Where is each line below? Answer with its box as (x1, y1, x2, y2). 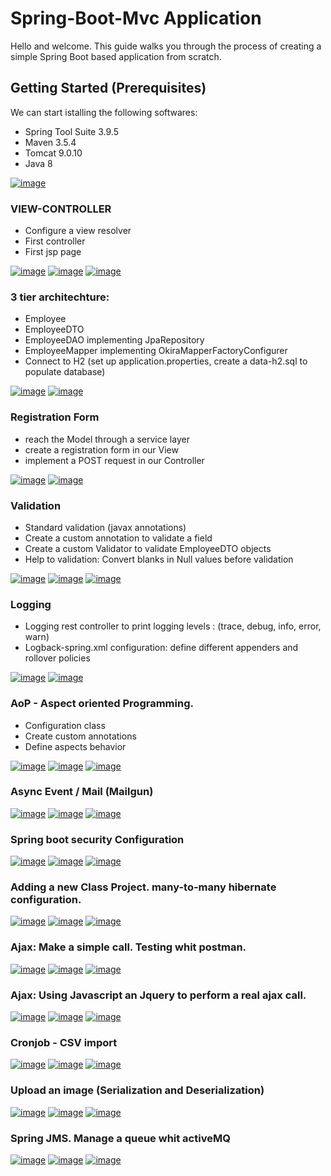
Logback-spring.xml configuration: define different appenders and (24, 642, 299, 654)
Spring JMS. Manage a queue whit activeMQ (10, 1131, 231, 1145)
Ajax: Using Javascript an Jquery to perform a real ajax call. (10, 988, 307, 1002)
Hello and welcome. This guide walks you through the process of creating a (10, 40, 322, 52)
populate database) (24, 366, 106, 378)
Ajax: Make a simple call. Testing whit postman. (10, 940, 247, 954)
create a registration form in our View (24, 443, 179, 456)
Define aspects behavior (24, 740, 127, 752)
